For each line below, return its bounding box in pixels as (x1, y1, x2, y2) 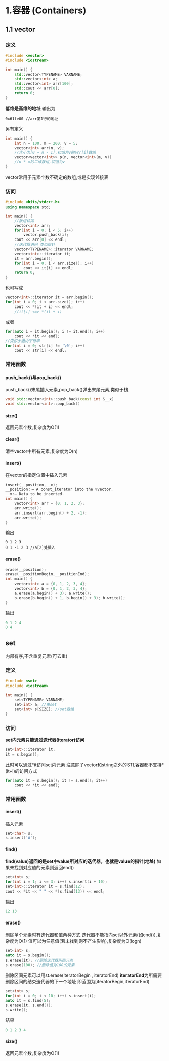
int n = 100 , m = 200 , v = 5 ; (14, 141, 78, 146)
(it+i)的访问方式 (5, 768, 37, 774)
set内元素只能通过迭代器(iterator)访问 (5, 737, 85, 743)
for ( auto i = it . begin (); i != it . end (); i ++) (5, 329, 105, 334)
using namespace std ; (5, 204, 51, 210)
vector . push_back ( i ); (23, 232, 69, 237)
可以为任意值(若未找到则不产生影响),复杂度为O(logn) (32, 938, 142, 944)
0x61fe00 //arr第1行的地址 (5, 116, 58, 121)
